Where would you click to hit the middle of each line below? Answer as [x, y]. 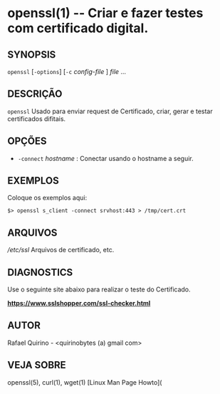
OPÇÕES [27, 141]
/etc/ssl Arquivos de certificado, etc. [61, 250]
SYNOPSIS [32, 55]
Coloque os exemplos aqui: [47, 198]
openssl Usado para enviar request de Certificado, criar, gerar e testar [110, 111]
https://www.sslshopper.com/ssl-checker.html [79, 304]
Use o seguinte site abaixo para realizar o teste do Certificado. [99, 289]
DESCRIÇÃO [35, 94]
